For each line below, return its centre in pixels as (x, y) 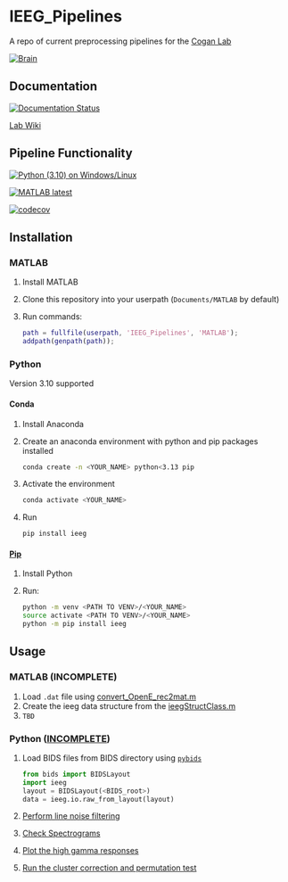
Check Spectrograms (61, 833)
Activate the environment (69, 484)
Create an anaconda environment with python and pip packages (140, 441)
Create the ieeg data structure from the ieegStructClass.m (129, 705)
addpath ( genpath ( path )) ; (68, 342)
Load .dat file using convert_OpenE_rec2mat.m (109, 697)
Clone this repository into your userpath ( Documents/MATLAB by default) (151, 300)
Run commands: (52, 317)
